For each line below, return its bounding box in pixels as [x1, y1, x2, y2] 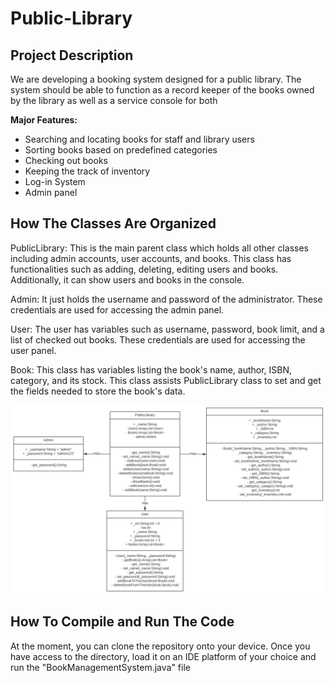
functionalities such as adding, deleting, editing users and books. [10, 263, 279, 275]
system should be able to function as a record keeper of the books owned [10, 84, 315, 96]
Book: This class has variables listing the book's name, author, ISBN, [10, 363, 293, 376]
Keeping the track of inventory [24, 165, 151, 177]
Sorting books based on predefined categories [24, 144, 218, 156]
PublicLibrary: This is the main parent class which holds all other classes [10, 242, 309, 254]
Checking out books [24, 155, 108, 166]
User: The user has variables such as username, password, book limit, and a [10, 323, 325, 335]
